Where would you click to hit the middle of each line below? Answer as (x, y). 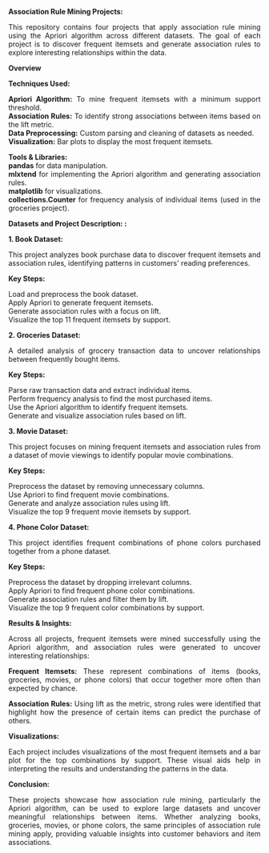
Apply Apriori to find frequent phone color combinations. (102, 591)
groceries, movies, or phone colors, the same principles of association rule (134, 825)
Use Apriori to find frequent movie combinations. (89, 495)
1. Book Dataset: (36, 239)
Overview (25, 68)
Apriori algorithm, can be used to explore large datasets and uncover (134, 808)
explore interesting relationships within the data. (87, 52)
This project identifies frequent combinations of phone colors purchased (134, 543)
